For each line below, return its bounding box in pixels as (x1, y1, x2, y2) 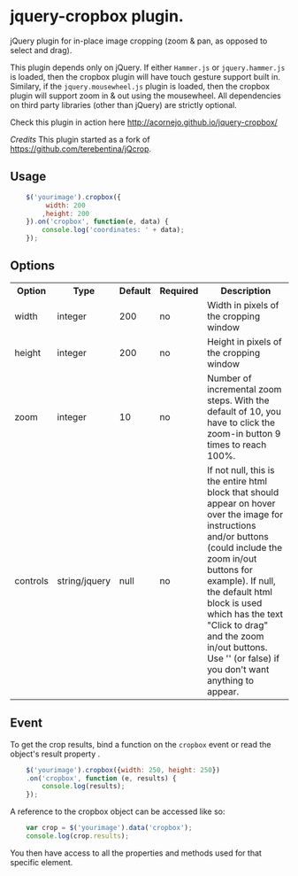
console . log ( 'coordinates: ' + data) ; (42, 226, 185, 235)
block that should (207, 485, 279, 498)
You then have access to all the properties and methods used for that (10, 848, 262, 858)
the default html (207, 585, 273, 598)
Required (159, 284, 199, 297)
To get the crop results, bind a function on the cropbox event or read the (10, 739, 271, 749)
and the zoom (207, 630, 264, 642)
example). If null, (207, 574, 277, 586)
